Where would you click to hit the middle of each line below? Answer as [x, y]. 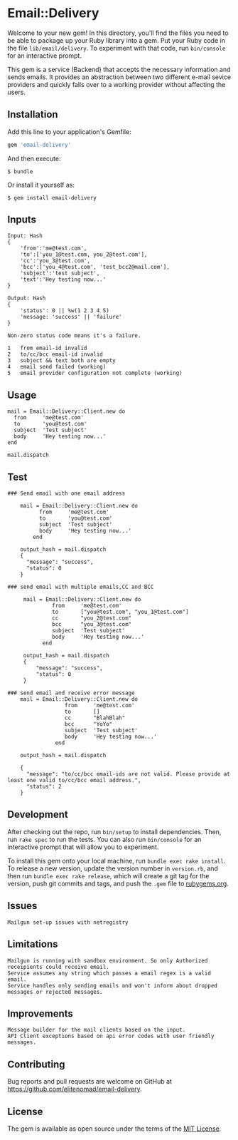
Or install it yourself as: [41, 185]
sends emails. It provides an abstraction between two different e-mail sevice [119, 77]
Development [38, 815]
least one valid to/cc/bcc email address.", [74, 781]
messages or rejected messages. [55, 992]
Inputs [22, 220]
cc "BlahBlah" [95, 718]
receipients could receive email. [59, 967]
